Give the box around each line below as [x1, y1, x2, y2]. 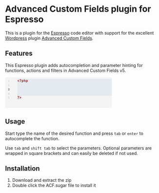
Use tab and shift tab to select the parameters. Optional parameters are [5, 145, 152, 151]
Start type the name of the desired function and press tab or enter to [5, 130, 144, 136]
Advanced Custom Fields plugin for [5, 3, 151, 15]
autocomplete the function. [5, 135, 60, 141]
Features [5, 49, 33, 58]
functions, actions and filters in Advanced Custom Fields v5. [5, 67, 126, 73]
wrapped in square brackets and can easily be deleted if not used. [5, 150, 138, 156]
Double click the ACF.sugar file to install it [12, 182, 96, 189]
